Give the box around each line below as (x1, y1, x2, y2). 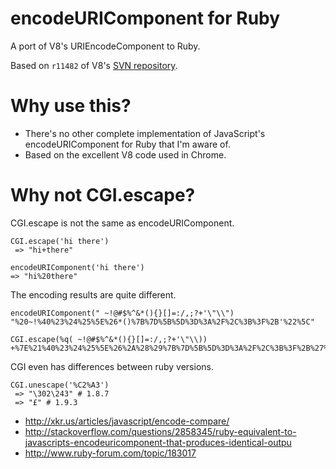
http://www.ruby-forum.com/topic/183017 (24, 447, 197, 459)
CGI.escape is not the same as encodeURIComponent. (10, 217, 235, 229)
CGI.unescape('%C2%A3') (10, 380, 110, 390)
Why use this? (10, 95, 132, 117)
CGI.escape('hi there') (10, 236, 110, 246)
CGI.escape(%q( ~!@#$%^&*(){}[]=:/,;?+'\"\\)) (10, 334, 208, 344)
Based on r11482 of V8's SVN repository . (10, 59, 178, 71)
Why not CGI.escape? (10, 184, 196, 207)
